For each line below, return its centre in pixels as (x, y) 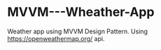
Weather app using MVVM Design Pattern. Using (78, 31)
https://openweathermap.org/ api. (56, 38)
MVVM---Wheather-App (81, 12)
